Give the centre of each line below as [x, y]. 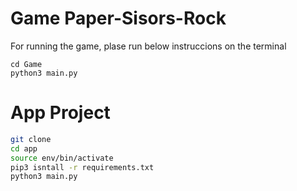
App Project [60, 113]
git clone [31, 139]
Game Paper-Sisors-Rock [118, 18]
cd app [24, 148]
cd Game [26, 64]
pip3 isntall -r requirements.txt [82, 167]
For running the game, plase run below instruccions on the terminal [148, 46]
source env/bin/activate [62, 158]
